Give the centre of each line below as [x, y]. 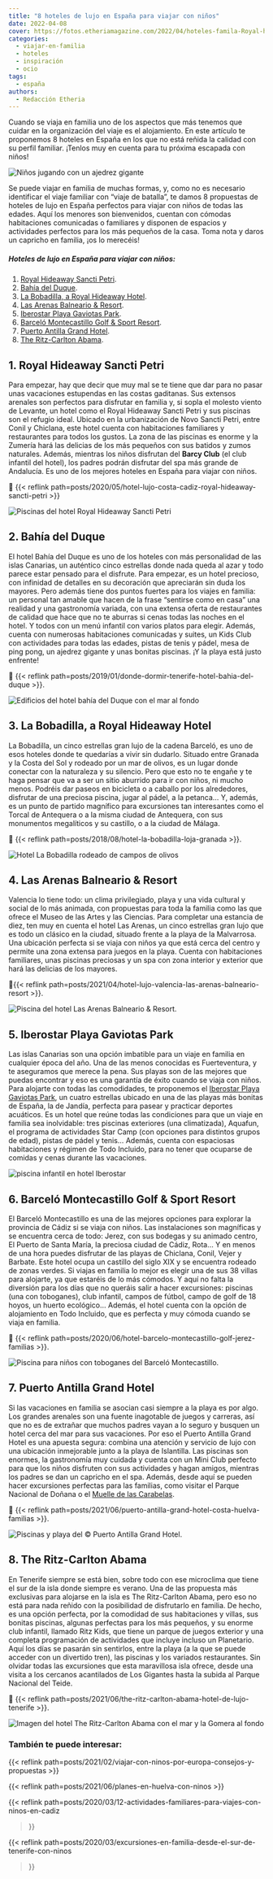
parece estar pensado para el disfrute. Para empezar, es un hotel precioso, [134, 573]
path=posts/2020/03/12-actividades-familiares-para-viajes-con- [153, 1803]
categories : [28, 39]
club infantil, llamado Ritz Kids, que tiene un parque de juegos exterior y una [136, 1631]
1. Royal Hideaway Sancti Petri [87, 365]
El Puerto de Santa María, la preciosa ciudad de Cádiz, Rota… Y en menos [132, 1245]
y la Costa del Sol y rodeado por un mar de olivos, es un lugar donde [123, 763]
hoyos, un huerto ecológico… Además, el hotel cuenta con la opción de [128, 1305]
